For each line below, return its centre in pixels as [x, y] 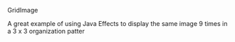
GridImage [23, 10]
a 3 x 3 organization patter [46, 31]
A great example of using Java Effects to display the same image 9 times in [117, 23]
